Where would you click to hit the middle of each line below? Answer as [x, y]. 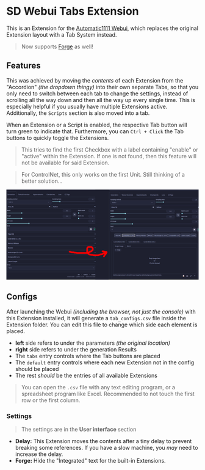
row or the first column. [51, 400]
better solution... [42, 181]
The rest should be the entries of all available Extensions [86, 375]
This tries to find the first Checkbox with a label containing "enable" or [110, 149]
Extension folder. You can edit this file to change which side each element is [102, 325]
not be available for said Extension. [65, 163]
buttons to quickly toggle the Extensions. [58, 138]
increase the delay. [39, 454]
